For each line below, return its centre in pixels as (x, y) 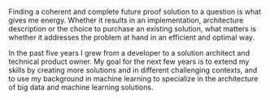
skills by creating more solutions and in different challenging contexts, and (133, 70)
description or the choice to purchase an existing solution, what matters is (133, 29)
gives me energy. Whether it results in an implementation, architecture (126, 20)
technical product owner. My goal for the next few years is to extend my (129, 61)
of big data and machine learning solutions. (81, 87)
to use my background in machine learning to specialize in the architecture (133, 79)
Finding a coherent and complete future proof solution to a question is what (135, 12)
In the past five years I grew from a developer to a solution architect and (129, 53)
